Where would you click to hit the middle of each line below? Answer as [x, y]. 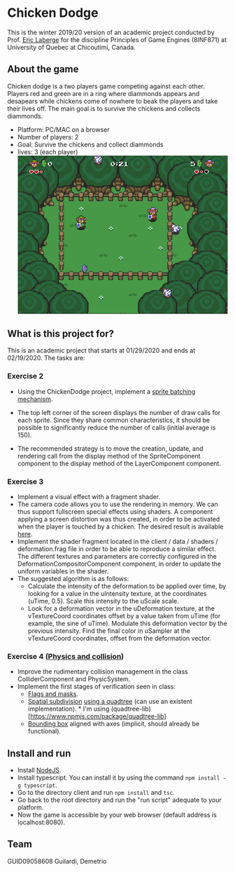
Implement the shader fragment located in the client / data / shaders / [117, 541]
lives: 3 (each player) [48, 151]
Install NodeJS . [39, 770]
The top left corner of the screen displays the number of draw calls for [119, 412]
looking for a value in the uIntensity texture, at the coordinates [117, 593]
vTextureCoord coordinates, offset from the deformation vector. [120, 638]
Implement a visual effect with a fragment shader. [89, 496]
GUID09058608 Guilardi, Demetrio [57, 861]
